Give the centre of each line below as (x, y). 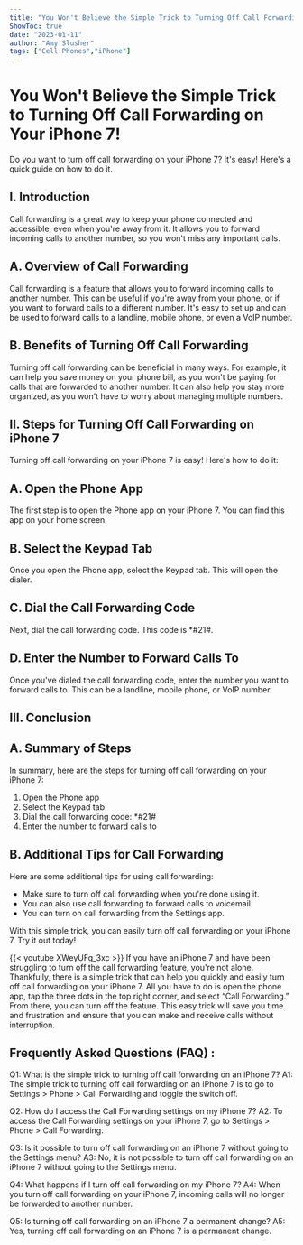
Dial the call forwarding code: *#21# (89, 816)
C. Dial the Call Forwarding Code (102, 608)
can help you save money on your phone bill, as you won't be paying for (143, 376)
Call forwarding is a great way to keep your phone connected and (131, 218)
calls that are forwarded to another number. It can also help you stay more (147, 386)
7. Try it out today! (43, 940)
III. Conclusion (50, 717)
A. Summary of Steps (70, 749)
